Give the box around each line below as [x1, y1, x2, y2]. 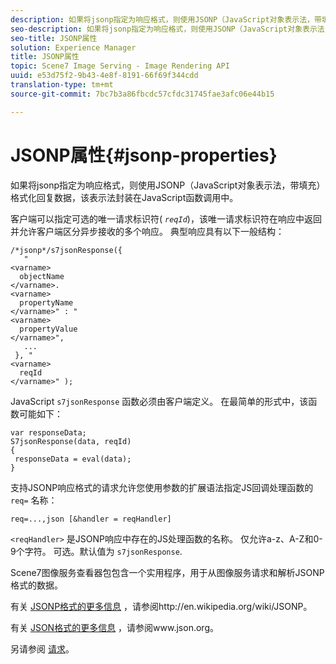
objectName [19, 271, 65, 281]
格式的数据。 [10, 579, 63, 591]
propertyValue [19, 324, 78, 334]
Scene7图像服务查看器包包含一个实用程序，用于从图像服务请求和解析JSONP [10, 566, 325, 578]
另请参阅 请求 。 [10, 642, 75, 655]
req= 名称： [10, 494, 58, 506]
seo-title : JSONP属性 [10, 33, 98, 43]
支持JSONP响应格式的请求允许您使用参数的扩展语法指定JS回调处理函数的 [10, 481, 314, 493]
